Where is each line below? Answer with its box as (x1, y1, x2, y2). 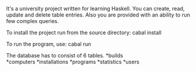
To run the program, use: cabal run (6, 41, 91, 47)
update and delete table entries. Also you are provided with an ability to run (6, 11, 190, 18)
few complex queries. (6, 18, 59, 24)
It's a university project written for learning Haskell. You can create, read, (6, 5, 185, 12)
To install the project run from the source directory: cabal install (6, 29, 162, 36)
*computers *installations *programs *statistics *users (6, 59, 140, 65)
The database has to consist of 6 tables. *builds (6, 52, 124, 59)
